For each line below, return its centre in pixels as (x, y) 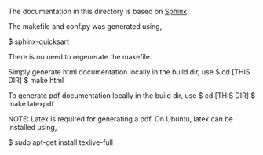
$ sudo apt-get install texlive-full (61, 142)
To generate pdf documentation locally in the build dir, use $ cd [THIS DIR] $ (132, 96)
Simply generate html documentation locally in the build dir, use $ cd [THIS (129, 72)
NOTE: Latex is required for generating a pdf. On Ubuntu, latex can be (121, 119)
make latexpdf (31, 104)
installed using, (33, 127)
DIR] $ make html (36, 80)
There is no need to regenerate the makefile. (80, 57)
